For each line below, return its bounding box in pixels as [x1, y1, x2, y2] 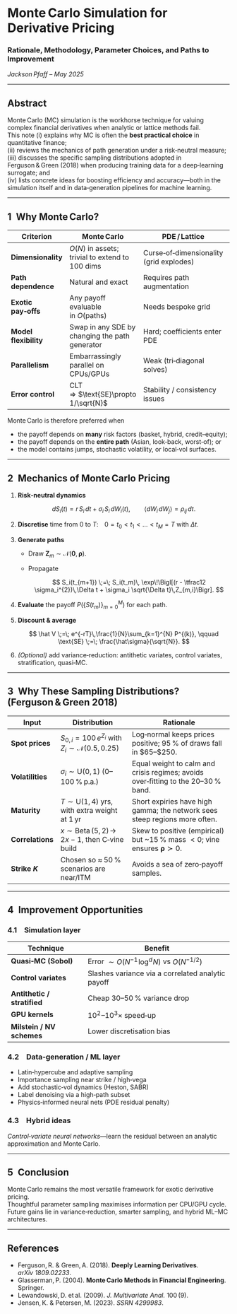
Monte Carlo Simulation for [7, 5, 168, 21]
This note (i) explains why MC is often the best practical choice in [7, 131, 200, 139]
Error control [11, 389, 55, 399]
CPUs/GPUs [69, 369, 110, 379]
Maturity [11, 805, 41, 815]
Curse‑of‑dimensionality [143, 248, 224, 258]
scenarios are [60, 864, 106, 874]
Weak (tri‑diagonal [143, 356, 205, 365]
